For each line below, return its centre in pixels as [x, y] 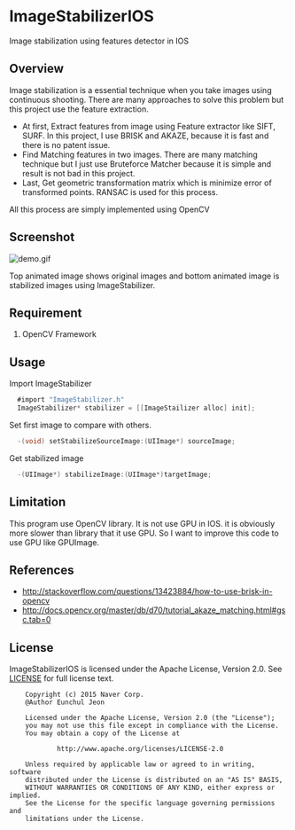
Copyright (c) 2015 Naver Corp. [85, 695]
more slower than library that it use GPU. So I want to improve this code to [144, 533]
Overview [37, 69]
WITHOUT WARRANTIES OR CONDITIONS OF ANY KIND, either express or [150, 788]
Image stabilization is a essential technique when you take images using [140, 90]
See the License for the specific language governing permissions [150, 803]
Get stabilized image [47, 458]
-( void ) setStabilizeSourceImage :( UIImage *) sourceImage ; [127, 441]
